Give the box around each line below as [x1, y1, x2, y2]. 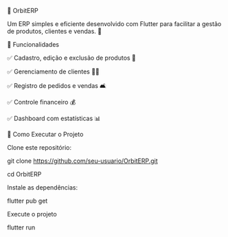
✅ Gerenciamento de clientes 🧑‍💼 [7, 67, 100, 76]
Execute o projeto [7, 210, 57, 218]
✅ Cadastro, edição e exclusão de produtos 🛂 [7, 54, 136, 62]
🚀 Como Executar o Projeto [7, 131, 84, 138]
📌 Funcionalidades [7, 41, 60, 48]
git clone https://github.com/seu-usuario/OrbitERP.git [7, 157, 158, 165]
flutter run [7, 223, 36, 232]
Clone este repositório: [7, 144, 72, 151]
